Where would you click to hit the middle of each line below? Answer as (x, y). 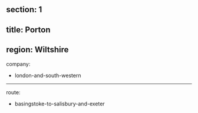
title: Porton (29, 30)
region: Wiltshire (37, 50)
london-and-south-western (48, 75)
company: (18, 64)
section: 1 (24, 10)
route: (13, 92)
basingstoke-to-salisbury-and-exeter (60, 104)
